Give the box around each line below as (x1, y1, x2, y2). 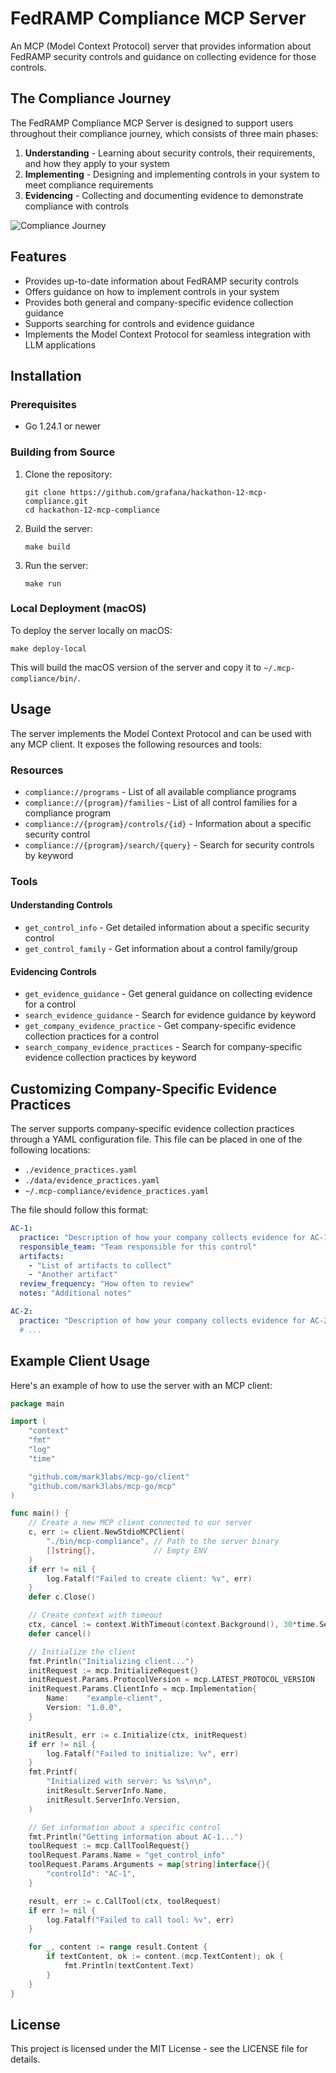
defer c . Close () (28, 1592, 97, 1602)
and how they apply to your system (24, 157, 170, 169)
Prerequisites (10, 397, 77, 411)
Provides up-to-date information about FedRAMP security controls (24, 275, 299, 287)
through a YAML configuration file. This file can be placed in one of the (10, 1133, 303, 1146)
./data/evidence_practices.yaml (24, 1176, 160, 1186)
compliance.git (24, 496, 89, 506)
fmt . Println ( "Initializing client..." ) (28, 1656, 195, 1666)
